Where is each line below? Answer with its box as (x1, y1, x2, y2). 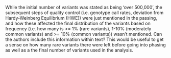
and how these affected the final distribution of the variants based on (5, 20, 151, 26)
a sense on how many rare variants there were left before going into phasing (5, 42, 166, 47)
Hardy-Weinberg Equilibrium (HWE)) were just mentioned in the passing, (5, 15, 157, 21)
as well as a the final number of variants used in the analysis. (5, 47, 134, 53)
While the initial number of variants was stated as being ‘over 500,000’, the (5, 5, 162, 10)
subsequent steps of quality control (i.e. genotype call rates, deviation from (5, 10, 164, 16)
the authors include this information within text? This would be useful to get (5, 36, 164, 42)
